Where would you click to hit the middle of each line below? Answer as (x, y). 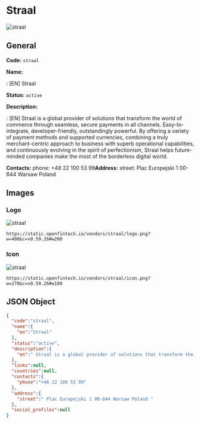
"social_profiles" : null (41, 410)
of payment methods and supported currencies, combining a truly (87, 137)
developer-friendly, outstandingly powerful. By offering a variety (110, 131)
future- (183, 150)
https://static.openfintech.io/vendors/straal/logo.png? (79, 234)
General (21, 46)
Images (20, 193)
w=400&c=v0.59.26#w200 (34, 239)
